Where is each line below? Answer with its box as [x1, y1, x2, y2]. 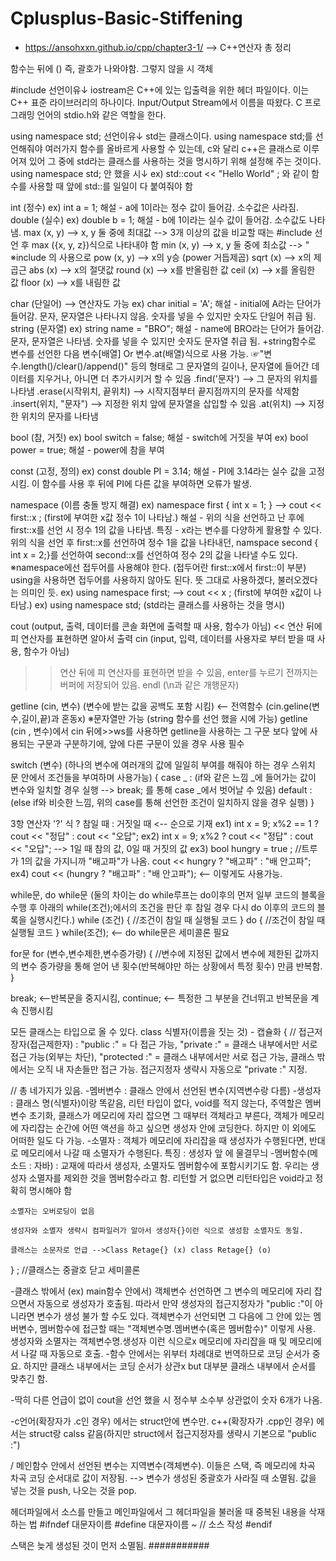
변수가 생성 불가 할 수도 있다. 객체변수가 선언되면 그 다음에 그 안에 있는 [36, 1310, 312, 1322]
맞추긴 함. [10, 1372, 48, 1384]
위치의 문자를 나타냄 [20, 410, 99, 422]
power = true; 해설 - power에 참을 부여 [10, 443, 165, 456]
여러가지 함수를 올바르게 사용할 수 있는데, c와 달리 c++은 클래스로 [44, 142, 302, 154]
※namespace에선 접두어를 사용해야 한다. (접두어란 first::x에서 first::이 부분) [10, 561, 307, 573]
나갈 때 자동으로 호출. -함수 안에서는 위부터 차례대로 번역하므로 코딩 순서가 [20, 1347, 310, 1359]
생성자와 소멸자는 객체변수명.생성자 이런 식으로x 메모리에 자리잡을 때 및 [10, 1335, 288, 1347]
